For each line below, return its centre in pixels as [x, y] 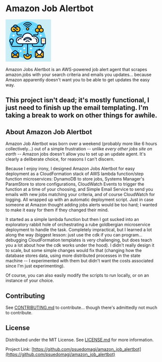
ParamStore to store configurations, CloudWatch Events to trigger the [75, 184]
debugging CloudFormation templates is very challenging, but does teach [79, 240]
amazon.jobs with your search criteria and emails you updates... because [79, 74]
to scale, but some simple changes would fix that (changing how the [74, 251]
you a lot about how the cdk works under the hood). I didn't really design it [80, 245]
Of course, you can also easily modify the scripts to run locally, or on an [77, 275]
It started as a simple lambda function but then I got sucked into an [72, 219]
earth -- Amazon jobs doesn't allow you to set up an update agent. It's [76, 154]
